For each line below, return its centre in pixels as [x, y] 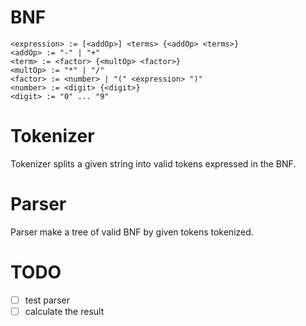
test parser [47, 300]
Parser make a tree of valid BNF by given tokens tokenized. [132, 232]
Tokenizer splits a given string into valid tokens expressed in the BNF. [153, 163]
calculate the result [64, 311]
